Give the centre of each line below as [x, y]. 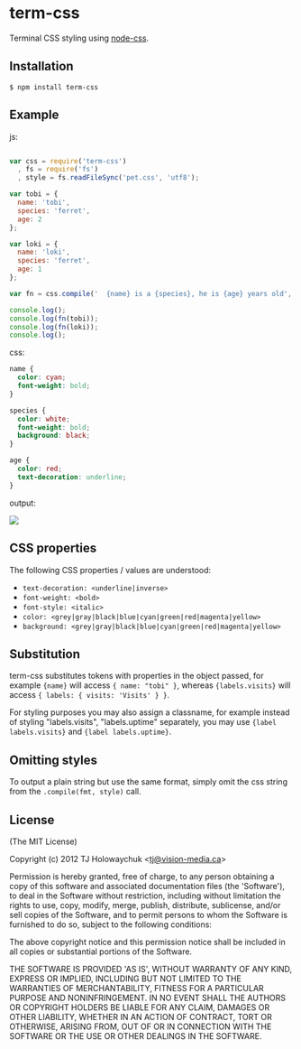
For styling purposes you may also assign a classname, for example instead [150, 712]
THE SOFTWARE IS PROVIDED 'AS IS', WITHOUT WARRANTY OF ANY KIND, [151, 969]
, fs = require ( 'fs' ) [58, 170]
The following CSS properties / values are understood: [110, 570]
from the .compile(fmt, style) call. [75, 792]
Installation [41, 66]
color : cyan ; [42, 377]
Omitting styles [53, 760]
